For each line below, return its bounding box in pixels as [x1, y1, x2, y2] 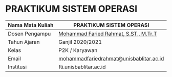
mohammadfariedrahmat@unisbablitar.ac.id [58, 55, 164, 62]
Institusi [8, 63, 27, 70]
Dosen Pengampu [8, 30, 51, 37]
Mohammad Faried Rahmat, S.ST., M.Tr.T [58, 30, 157, 37]
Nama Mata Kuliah [8, 21, 54, 29]
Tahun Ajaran [8, 38, 40, 45]
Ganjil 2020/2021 [58, 38, 102, 45]
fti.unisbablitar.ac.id [58, 63, 106, 70]
